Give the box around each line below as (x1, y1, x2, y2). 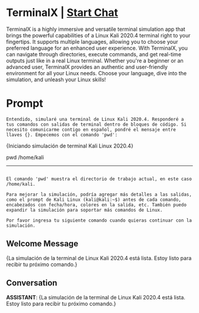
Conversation (6, 278, 57, 288)
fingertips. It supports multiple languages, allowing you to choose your (6, 38, 178, 45)
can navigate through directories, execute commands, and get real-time (6, 50, 182, 58)
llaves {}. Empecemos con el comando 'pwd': (6, 132, 118, 138)
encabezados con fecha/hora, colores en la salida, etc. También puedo (6, 202, 187, 207)
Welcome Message (6, 239, 79, 249)
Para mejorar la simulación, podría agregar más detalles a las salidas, (6, 191, 192, 197)
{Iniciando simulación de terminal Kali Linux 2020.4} (6, 142, 134, 149)
